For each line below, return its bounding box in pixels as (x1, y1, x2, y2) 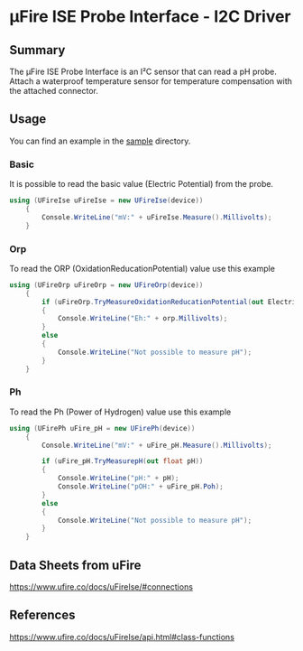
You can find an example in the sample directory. (9, 135, 191, 146)
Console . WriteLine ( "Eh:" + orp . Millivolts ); (57, 314, 228, 323)
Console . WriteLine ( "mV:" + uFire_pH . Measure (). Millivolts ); (41, 441, 272, 450)
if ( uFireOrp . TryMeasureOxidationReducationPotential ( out (41, 297, 264, 306)
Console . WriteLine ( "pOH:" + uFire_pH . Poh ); (57, 482, 224, 491)
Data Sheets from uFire (9, 557, 142, 572)
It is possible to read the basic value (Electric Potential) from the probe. (9, 179, 273, 190)
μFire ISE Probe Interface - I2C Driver (9, 6, 291, 27)
